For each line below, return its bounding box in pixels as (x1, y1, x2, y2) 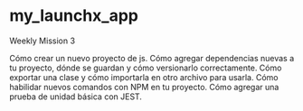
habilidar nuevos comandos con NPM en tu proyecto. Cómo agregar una (9, 81, 279, 92)
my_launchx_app (9, 5, 138, 26)
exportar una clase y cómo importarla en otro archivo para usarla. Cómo (9, 71, 279, 82)
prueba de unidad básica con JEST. (9, 91, 143, 102)
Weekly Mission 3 (9, 35, 75, 46)
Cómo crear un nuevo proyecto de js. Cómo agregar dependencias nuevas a (9, 52, 295, 63)
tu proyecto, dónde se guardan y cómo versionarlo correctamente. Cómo (9, 62, 282, 73)
